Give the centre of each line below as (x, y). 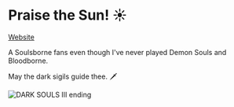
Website (22, 37)
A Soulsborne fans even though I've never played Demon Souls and (117, 52)
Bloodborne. (28, 61)
